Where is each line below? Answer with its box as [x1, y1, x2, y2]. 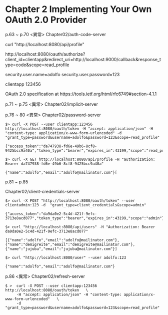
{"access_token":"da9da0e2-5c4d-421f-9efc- [5, 211, 97, 216]
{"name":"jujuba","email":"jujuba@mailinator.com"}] [5, 246, 117, 251]
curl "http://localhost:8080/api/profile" [5, 41, 84, 47]
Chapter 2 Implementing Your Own [5, 4, 152, 15]
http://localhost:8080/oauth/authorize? [5, 51, 85, 57]
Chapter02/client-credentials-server [5, 188, 80, 194]
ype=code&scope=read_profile [5, 62, 69, 68]
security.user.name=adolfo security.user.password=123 [5, 71, 120, 77]
